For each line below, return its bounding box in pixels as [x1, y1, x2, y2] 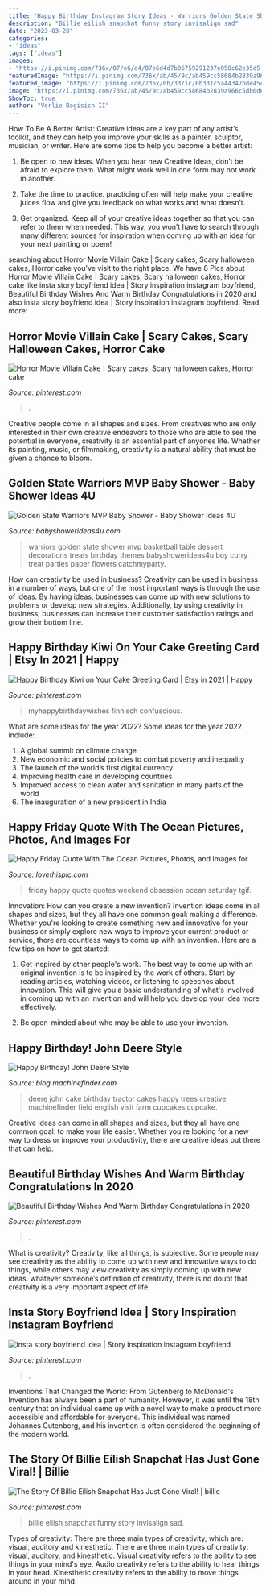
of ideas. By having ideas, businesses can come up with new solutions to [8, 592, 251, 601]
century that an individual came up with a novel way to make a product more [8, 1403, 262, 1413]
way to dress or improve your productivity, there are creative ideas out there [8, 1135, 261, 1145]
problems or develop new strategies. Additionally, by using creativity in [8, 600, 243, 609]
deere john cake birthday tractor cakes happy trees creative [27, 1094, 227, 1104]
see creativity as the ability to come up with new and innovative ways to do [8, 1256, 257, 1266]
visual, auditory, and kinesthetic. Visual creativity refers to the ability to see [8, 1550, 257, 1560]
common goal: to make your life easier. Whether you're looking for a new [8, 1127, 249, 1136]
